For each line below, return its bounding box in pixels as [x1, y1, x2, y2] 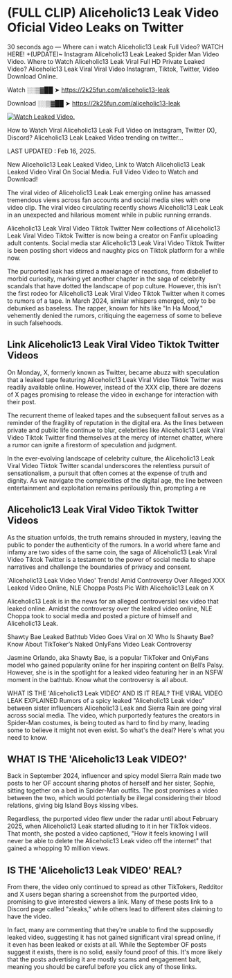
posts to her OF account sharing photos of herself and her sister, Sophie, [7, 779, 215, 788]
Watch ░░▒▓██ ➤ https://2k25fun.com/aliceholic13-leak [7, 85, 170, 94]
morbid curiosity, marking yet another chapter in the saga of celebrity [7, 274, 206, 283]
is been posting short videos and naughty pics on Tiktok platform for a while [7, 246, 225, 254]
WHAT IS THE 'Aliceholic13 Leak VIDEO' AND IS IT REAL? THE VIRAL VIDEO [7, 689, 223, 697]
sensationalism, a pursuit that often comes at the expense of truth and [7, 469, 208, 477]
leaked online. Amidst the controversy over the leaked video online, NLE [7, 604, 213, 613]
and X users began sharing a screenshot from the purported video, [7, 890, 199, 899]
